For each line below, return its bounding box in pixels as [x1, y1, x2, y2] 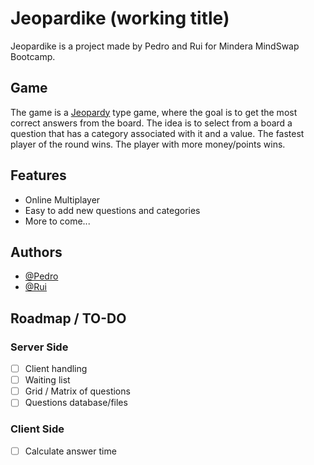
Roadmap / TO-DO [10, 310, 127, 327]
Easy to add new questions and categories [24, 204, 201, 216]
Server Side [10, 340, 69, 354]
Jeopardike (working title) [10, 7, 230, 30]
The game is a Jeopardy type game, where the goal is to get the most [10, 106, 298, 118]
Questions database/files [24, 397, 128, 409]
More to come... [24, 215, 91, 227]
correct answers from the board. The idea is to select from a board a [10, 117, 293, 129]
